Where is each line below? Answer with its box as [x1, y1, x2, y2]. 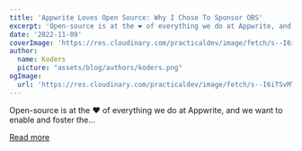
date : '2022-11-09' [9, 30, 83, 39]
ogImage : [9, 72, 42, 81]
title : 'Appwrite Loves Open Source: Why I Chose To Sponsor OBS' [9, 13, 263, 22]
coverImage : [9, 38, 54, 48]
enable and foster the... [9, 114, 96, 125]
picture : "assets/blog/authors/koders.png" [17, 64, 182, 73]
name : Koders [17, 55, 67, 64]
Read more [9, 131, 50, 142]
